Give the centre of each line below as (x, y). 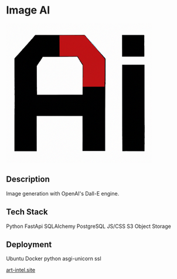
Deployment (29, 244)
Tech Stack (27, 212)
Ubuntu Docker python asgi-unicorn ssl (54, 258)
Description (28, 179)
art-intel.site (21, 270)
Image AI (28, 10)
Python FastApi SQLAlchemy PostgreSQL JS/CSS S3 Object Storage (88, 226)
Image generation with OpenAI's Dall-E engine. (63, 193)
